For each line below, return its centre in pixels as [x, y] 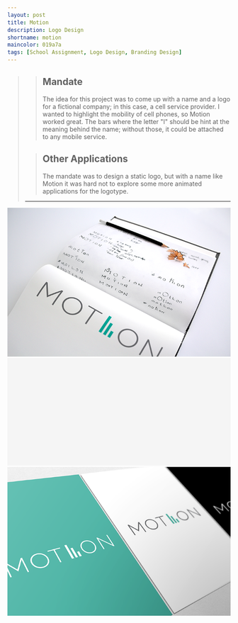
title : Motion [28, 22]
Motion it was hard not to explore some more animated [122, 184]
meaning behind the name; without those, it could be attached [133, 129]
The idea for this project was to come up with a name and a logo [136, 99]
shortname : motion [34, 38]
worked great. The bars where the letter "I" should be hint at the [136, 121]
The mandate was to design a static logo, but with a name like [132, 176]
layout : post [27, 15]
